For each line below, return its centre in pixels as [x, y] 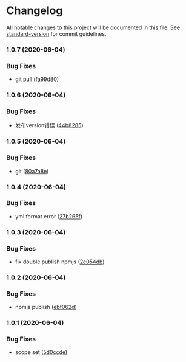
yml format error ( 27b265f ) [49, 216]
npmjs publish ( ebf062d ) [46, 307]
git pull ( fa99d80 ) [37, 79]
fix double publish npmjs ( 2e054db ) [60, 262]
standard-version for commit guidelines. [56, 33]
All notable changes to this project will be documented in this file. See [93, 27]
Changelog [35, 11]
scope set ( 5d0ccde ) [41, 352]
